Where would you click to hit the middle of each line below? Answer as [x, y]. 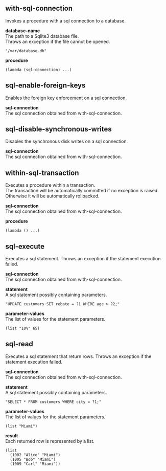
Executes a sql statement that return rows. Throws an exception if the [78, 356]
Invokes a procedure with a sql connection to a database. [66, 20]
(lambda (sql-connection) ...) [39, 70]
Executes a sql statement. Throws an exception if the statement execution [83, 259]
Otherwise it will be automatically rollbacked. [52, 196]
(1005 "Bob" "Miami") [33, 459]
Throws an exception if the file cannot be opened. [58, 41]
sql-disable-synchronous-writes [59, 129]
